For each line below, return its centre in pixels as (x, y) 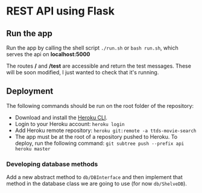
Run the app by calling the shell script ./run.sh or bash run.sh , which (93, 48)
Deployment (30, 91)
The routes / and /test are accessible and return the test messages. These (99, 66)
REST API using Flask (61, 11)
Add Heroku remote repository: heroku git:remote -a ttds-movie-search (106, 130)
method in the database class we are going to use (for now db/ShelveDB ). (96, 184)
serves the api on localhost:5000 (48, 54)
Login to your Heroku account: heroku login (70, 124)
